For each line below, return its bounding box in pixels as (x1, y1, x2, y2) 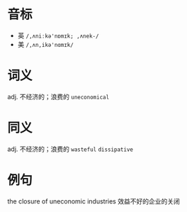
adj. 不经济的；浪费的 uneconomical (7, 92, 110, 101)
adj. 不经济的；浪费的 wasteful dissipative (7, 145, 133, 153)
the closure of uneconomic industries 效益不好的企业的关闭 (7, 196, 181, 206)
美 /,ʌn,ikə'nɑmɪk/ (17, 40, 74, 48)
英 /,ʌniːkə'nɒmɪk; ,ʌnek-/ (17, 31, 99, 40)
